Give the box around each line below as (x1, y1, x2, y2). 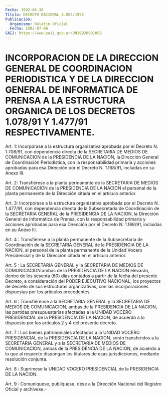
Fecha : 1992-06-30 (5, 7, 44, 13)
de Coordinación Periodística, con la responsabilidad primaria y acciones (5, 159, 156, 165)
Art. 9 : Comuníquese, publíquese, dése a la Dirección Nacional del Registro (5, 380, 162, 386)
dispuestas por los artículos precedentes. (5, 289, 91, 295)
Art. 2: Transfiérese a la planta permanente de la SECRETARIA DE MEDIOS (5, 179, 158, 185)
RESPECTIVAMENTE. (5, 127, 95, 138)
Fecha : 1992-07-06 (10, 26, 49, 31)
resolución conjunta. (5, 356, 48, 362)
